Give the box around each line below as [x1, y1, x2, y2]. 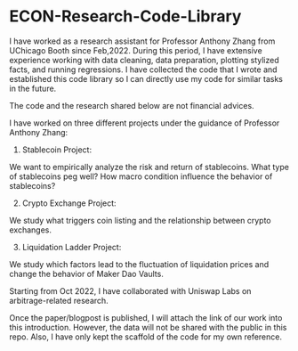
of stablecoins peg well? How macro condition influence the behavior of [9, 171, 273, 182]
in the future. [9, 83, 57, 94]
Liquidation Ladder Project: [21, 241, 122, 252]
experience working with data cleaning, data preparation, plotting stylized [9, 54, 279, 65]
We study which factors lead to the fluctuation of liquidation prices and [9, 258, 270, 269]
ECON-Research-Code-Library [9, 6, 242, 27]
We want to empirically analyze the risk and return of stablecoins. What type [9, 161, 289, 172]
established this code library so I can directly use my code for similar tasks [9, 73, 283, 84]
